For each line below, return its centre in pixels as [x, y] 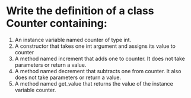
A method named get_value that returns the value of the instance [94, 83]
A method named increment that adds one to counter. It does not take [100, 58]
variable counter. [35, 90]
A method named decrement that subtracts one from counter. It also [98, 71]
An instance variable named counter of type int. [73, 40]
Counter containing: [57, 23]
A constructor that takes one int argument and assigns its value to [95, 46]
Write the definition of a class [80, 11]
